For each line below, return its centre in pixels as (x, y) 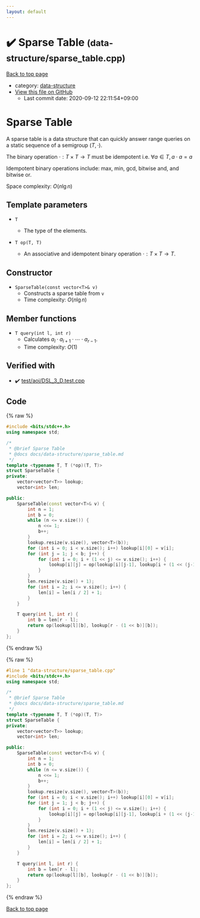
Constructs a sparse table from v (64, 294)
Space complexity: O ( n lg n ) (39, 186)
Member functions (41, 318)
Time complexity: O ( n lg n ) (55, 300)
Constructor (29, 272)
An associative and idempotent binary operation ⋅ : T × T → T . (100, 254)
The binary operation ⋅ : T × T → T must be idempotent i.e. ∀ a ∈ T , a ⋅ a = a (99, 156)
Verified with (31, 366)
